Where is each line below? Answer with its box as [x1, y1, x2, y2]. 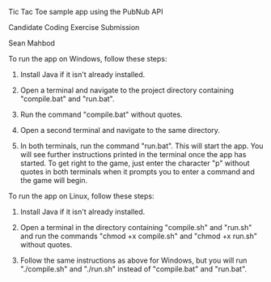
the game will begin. [19, 176, 88, 185]
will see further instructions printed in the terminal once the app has [19, 150, 247, 159]
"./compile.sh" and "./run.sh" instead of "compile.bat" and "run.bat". [19, 264, 248, 274]
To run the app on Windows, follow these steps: [8, 54, 167, 63]
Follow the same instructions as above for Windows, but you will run [19, 255, 248, 265]
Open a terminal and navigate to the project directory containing [19, 85, 235, 95]
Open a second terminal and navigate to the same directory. [19, 126, 221, 135]
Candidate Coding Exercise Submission [8, 23, 140, 32]
